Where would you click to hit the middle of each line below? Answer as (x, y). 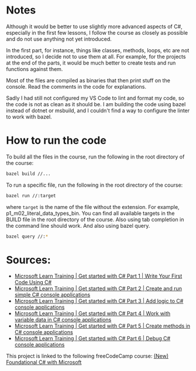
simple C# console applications (52, 295)
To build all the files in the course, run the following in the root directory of (95, 157)
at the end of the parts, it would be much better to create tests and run (91, 63)
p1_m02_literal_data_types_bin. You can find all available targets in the (90, 213)
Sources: (28, 260)
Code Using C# (33, 282)
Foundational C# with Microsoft (44, 362)
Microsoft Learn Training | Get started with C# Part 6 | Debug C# (92, 339)
